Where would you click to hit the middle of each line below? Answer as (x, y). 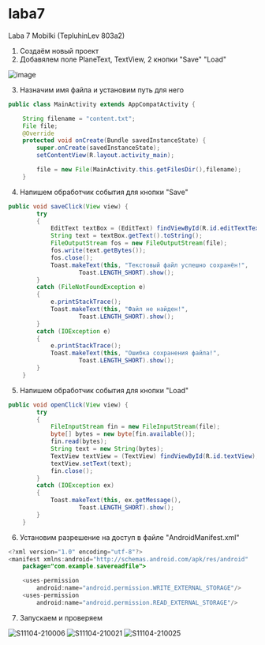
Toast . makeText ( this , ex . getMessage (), (116, 501)
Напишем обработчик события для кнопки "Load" (104, 390)
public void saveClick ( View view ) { (68, 206)
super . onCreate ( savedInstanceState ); (98, 148)
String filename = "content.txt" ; (79, 118)
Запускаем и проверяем (61, 617)
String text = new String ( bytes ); (107, 449)
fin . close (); (71, 471)
